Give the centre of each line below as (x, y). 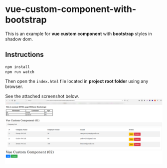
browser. (14, 86)
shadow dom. (19, 39)
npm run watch (20, 72)
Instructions (24, 55)
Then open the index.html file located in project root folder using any (77, 81)
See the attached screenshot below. (42, 96)
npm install (17, 67)
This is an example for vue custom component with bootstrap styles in (79, 33)
